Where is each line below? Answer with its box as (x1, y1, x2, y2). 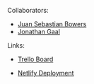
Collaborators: (7, 6, 49, 14)
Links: (7, 41, 25, 49)
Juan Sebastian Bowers (17, 20, 87, 28)
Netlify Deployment (17, 69, 74, 77)
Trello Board (17, 55, 54, 63)
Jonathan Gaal (17, 28, 60, 36)
